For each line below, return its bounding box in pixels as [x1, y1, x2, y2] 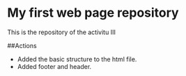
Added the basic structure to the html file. [17, 54, 137, 63]
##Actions [7, 41, 37, 50]
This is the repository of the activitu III [7, 28, 116, 36]
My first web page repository [7, 5, 179, 21]
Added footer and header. [17, 62, 92, 70]
